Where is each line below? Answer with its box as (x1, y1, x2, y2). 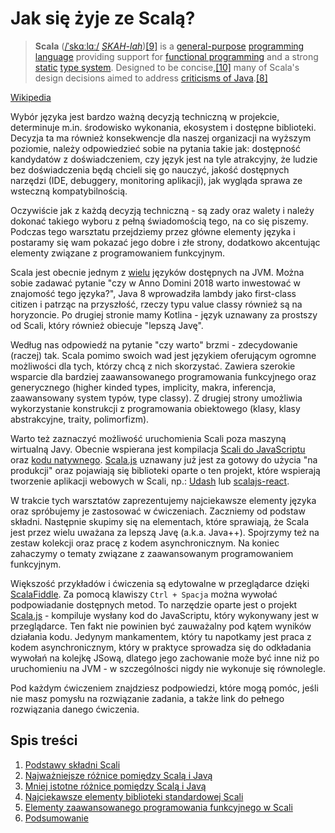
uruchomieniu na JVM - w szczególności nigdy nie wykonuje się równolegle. (10, 662, 326, 674)
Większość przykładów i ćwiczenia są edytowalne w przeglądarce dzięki (10, 577, 310, 589)
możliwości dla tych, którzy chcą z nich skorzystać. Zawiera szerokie (10, 360, 296, 372)
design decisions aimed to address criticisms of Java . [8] (34, 72, 268, 84)
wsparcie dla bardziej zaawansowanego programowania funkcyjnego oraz (10, 370, 317, 382)
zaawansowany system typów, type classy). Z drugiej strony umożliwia (10, 392, 303, 404)
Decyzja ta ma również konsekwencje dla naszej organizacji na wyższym (10, 132, 312, 144)
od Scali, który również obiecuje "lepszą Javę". (10, 319, 204, 331)
